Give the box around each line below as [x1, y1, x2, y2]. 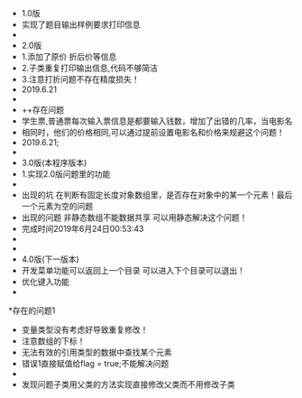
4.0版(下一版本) [21, 254, 80, 264]
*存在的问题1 [8, 305, 56, 316]
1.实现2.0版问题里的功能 [21, 169, 111, 179]
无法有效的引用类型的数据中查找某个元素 [21, 347, 172, 357]
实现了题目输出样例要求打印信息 [21, 19, 141, 30]
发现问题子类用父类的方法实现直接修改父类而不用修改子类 [21, 379, 235, 390]
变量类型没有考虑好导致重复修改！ [21, 324, 149, 335]
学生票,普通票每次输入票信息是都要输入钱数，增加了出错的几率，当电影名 [21, 116, 293, 126]
